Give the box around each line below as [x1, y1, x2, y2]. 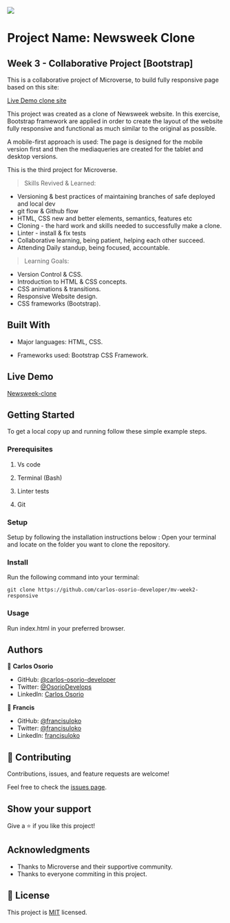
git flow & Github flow [17, 207, 79, 215]
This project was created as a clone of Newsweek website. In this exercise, [7, 110, 220, 118]
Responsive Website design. [17, 293, 98, 300]
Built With [7, 319, 50, 331]
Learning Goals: [23, 257, 70, 265]
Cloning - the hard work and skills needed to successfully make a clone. [17, 222, 222, 230]
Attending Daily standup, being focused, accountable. [17, 244, 170, 251]
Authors [7, 644, 43, 656]
